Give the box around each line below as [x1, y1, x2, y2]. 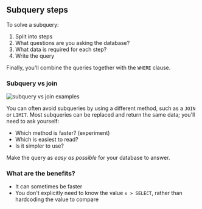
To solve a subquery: [6, 21, 59, 28]
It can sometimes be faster [15, 183, 83, 190]
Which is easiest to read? [15, 136, 78, 143]
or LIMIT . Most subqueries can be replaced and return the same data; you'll [6, 111, 195, 118]
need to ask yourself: [6, 118, 60, 125]
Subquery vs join [6, 79, 58, 87]
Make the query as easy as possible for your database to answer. [6, 154, 170, 162]
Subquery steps [6, 5, 69, 15]
